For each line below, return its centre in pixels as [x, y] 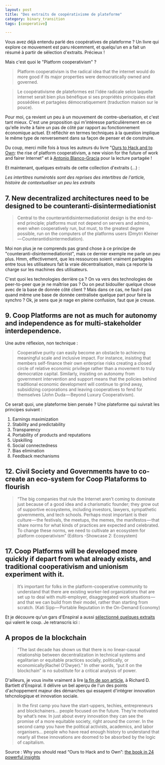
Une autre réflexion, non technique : [42, 343]
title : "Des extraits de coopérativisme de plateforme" [64, 14]
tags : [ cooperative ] [26, 24]
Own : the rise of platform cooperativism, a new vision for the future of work [82, 153]
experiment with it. [35, 574]
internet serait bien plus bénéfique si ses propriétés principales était [86, 97]
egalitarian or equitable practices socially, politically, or [73, 660]
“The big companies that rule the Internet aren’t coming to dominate [86, 499]
